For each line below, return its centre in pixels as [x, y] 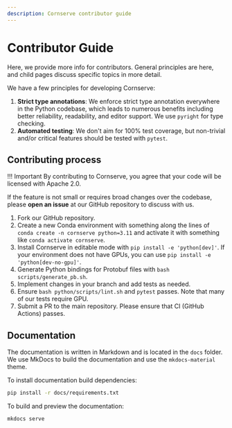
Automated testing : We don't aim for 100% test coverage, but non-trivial [121, 131]
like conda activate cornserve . [61, 240]
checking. [32, 123]
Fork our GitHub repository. [56, 218]
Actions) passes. [41, 314]
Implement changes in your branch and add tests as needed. [104, 284]
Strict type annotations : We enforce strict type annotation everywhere [118, 101]
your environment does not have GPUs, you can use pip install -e [114, 255]
